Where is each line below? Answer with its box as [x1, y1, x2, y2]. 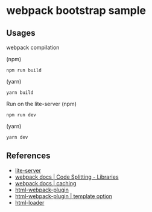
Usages [6, 28, 36, 38]
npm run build [6, 67, 42, 73]
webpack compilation [6, 44, 60, 51]
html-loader [14, 199, 45, 206]
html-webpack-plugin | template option [14, 192, 113, 200]
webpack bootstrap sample [6, 4, 147, 18]
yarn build [6, 90, 34, 96]
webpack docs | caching [14, 179, 77, 187]
